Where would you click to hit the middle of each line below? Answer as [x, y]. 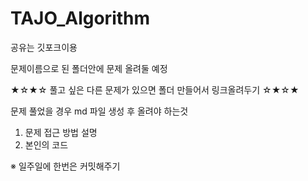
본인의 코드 [46, 144]
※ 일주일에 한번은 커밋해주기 [65, 166]
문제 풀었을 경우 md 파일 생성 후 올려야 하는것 [99, 111]
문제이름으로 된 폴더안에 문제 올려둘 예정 [89, 68]
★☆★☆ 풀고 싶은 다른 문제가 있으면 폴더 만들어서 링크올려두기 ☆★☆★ [155, 89]
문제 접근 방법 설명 [61, 132]
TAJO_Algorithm [80, 18]
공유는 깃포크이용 [44, 47]
